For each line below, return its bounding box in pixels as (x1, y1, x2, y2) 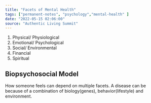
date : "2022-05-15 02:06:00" (5, 16, 65, 21)
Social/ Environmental (12, 45, 57, 51)
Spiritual (12, 55, 30, 62)
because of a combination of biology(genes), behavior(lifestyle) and (5, 88, 144, 94)
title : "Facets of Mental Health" (5, 7, 76, 12)
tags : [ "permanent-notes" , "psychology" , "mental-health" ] (5, 12, 129, 17)
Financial (12, 50, 31, 56)
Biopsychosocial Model (5, 69, 79, 78)
